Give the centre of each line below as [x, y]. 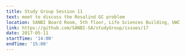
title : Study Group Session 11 [44, 11]
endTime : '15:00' [27, 44]
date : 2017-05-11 [27, 33]
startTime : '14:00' [30, 38]
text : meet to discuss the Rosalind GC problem [66, 17]
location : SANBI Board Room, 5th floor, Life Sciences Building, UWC [93, 22]
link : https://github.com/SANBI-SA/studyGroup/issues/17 [77, 28]
